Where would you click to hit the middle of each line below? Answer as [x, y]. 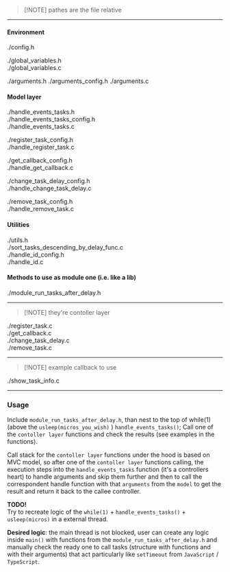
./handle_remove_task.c [40, 209]
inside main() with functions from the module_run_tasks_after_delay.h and [112, 540]
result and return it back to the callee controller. [74, 491]
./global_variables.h [34, 60]
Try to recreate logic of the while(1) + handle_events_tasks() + [97, 512]
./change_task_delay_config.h [49, 181]
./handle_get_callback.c [40, 168]
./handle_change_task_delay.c [49, 189]
